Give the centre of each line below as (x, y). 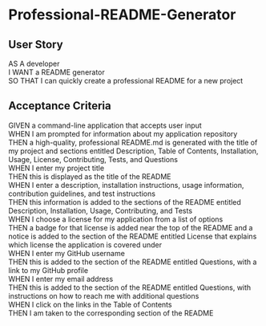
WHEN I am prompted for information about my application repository (123, 133)
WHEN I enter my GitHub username (67, 253)
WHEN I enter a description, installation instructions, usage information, (126, 185)
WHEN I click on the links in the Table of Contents (90, 304)
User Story (36, 45)
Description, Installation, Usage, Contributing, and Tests (101, 210)
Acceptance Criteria (60, 106)
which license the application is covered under (85, 244)
